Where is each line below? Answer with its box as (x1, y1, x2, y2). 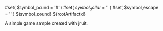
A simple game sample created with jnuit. (5, 20, 88, 26)
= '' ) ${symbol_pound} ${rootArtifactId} (5, 11, 86, 16)
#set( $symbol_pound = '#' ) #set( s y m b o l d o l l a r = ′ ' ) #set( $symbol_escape (5, 5, 159, 12)
